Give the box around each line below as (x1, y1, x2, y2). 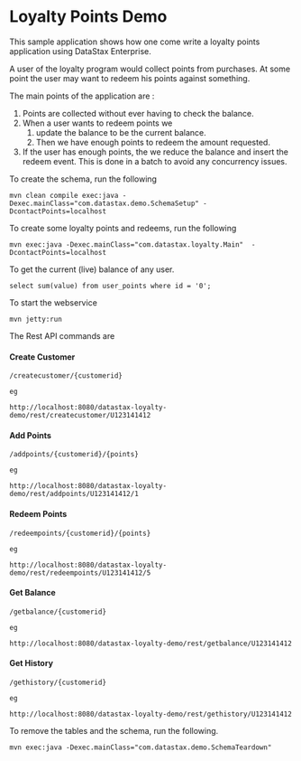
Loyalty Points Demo (9, 6, 168, 27)
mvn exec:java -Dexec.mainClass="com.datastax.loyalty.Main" (9, 240, 244, 249)
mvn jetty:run (9, 315, 63, 324)
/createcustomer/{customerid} (9, 371, 123, 380)
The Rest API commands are (9, 330, 115, 341)
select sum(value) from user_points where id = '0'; (9, 281, 212, 290)
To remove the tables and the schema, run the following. (9, 725, 219, 736)
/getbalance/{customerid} (9, 607, 106, 616)
